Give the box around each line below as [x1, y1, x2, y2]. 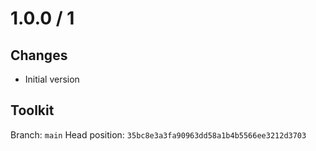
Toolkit [10, 102, 55, 119]
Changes [10, 47, 68, 64]
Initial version [24, 73, 80, 85]
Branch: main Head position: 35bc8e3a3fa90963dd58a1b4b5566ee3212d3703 [10, 128, 307, 141]
